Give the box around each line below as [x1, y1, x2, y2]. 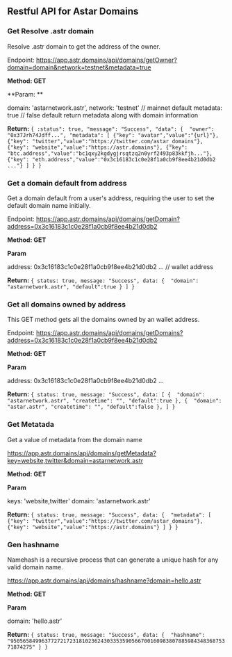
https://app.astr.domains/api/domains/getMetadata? [7, 448, 156, 457]
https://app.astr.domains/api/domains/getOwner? [35, 56, 177, 64]
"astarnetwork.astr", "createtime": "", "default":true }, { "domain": [7, 398, 222, 405]
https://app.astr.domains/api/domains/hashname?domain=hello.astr [7, 576, 201, 585]
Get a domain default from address [7, 178, 127, 188]
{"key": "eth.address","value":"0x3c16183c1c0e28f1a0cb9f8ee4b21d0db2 [7, 156, 216, 163]
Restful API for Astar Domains [7, 6, 139, 17]
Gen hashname [7, 540, 60, 549]
